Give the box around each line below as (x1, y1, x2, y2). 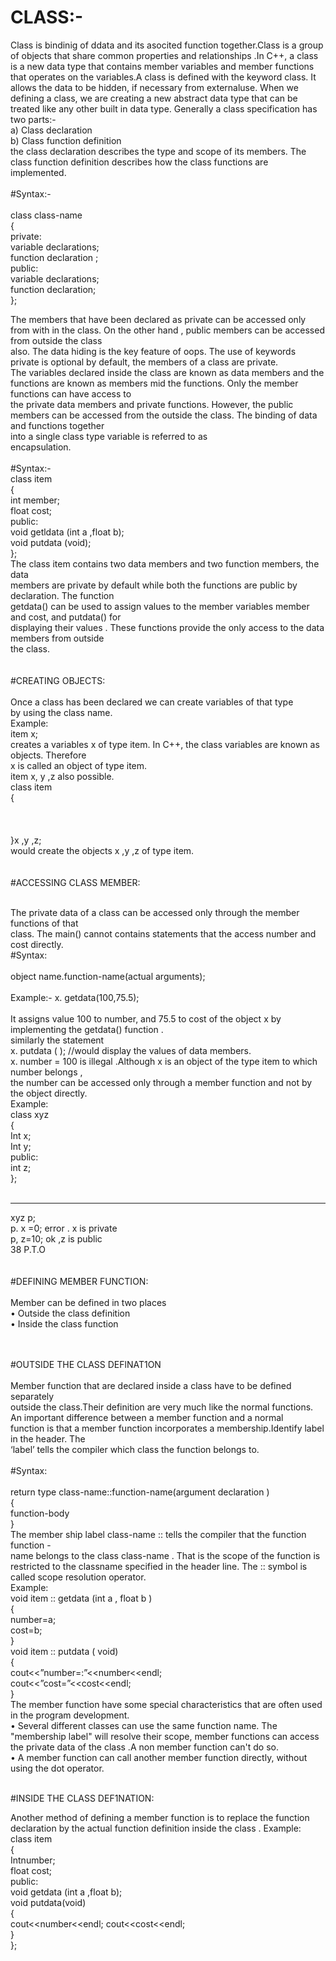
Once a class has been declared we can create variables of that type (10, 696, 294, 708)
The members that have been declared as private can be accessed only (10, 313, 307, 325)
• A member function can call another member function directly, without (10, 1751, 308, 1763)
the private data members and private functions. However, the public (10, 398, 294, 410)
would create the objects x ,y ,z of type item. (10, 844, 195, 856)
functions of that (10, 917, 79, 929)
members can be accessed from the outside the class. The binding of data (10, 409, 318, 421)
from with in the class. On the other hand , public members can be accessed (10, 324, 325, 336)
